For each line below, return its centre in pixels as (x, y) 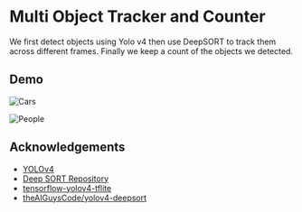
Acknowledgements (67, 147)
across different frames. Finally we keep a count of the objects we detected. (151, 51)
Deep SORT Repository (66, 179)
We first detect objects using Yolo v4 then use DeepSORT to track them (143, 41)
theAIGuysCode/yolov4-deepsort (85, 198)
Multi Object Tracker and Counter (137, 17)
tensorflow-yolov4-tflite (67, 188)
